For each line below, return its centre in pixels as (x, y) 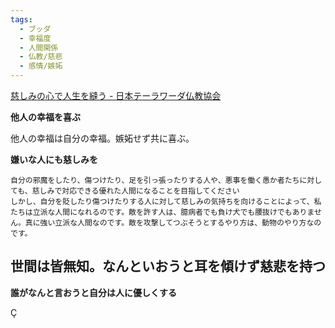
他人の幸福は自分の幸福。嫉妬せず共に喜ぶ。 (102, 138)
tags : (21, 19)
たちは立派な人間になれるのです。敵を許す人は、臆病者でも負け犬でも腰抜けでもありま (162, 212)
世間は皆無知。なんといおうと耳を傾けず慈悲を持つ (168, 266)
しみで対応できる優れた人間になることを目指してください (139, 191)
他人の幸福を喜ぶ (45, 117)
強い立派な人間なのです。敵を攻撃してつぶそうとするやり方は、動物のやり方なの (180, 223)
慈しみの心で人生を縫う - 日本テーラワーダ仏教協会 (116, 95)
